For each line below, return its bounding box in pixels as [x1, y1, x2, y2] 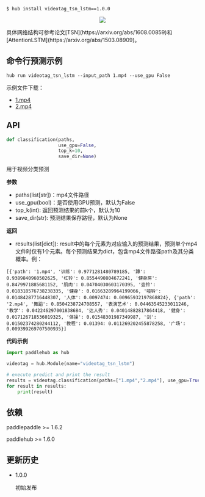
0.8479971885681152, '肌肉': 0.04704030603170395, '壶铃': [6, 281, 156, 288]
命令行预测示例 [6, 56, 63, 67]
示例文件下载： [6, 84, 44, 91]
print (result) [17, 388, 53, 395]
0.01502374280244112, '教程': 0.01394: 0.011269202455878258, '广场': [6, 321, 186, 327]
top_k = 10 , [58, 148, 84, 154]
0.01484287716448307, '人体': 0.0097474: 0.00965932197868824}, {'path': [6, 295, 196, 301]
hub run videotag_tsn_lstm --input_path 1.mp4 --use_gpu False [6, 72, 171, 79]
